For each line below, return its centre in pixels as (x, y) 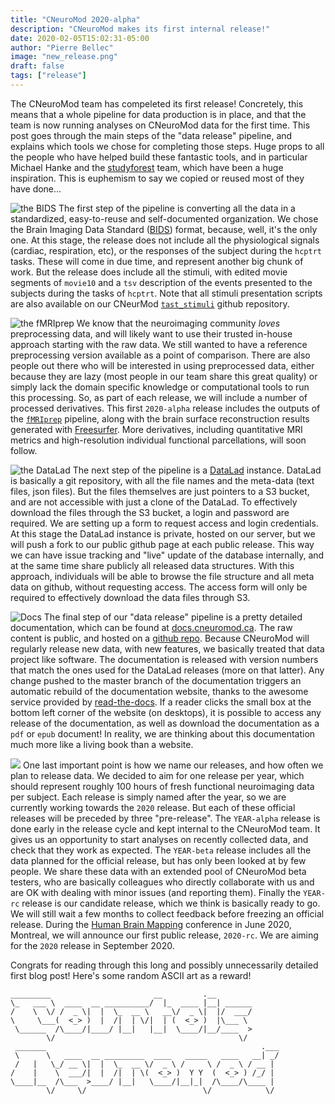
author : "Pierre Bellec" (62, 47)
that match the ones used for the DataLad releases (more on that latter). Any (167, 670)
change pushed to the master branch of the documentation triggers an (156, 680)
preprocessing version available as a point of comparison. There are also (160, 355)
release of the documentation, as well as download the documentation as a (165, 723)
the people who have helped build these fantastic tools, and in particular (159, 157)
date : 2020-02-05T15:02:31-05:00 (80, 38)
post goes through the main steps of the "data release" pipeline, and (151, 135)
